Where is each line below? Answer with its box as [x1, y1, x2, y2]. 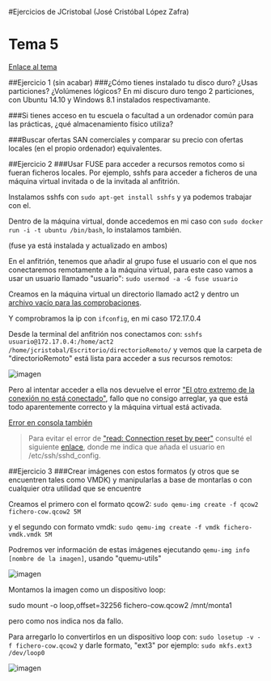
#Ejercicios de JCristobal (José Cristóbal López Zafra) [8, 7, 189, 16]
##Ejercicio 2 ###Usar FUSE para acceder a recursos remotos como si [8, 159, 245, 168]
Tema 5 [8, 36, 59, 53]
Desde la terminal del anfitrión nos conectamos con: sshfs [8, 329, 203, 338]
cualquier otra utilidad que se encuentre [8, 483, 142, 493]
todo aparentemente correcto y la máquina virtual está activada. [8, 402, 222, 411]
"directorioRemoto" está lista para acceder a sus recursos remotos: [8, 353, 233, 363]
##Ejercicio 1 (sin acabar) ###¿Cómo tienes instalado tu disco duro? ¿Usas [8, 77, 258, 87]
